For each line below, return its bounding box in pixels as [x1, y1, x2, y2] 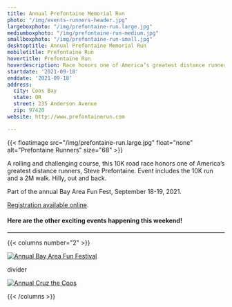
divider [7, 265, 28, 274]
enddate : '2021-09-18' [7, 74, 72, 82]
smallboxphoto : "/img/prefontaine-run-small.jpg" [7, 36, 153, 43]
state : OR [13, 94, 41, 101]
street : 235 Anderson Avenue [13, 100, 97, 107]
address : [7, 81, 32, 88]
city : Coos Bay [13, 87, 57, 94]
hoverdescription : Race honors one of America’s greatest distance [7, 62, 206, 69]
